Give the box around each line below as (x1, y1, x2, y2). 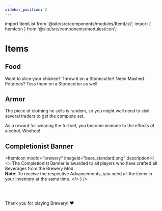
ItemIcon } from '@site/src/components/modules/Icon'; (5, 26, 117, 32)
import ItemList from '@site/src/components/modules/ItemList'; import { (5, 21, 151, 26)
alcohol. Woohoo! (5, 128, 41, 134)
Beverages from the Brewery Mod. (5, 165, 75, 172)
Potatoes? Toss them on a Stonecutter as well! (5, 80, 99, 86)
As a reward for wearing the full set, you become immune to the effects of (5, 123, 155, 129)
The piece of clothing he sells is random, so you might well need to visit (5, 108, 150, 114)
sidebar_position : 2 (5, 7, 48, 12)
